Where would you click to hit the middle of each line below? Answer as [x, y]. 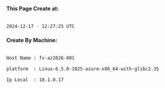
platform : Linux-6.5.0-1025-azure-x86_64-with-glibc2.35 [83, 69]
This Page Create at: [33, 8]
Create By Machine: [32, 40]
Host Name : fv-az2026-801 [40, 58]
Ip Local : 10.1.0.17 [35, 80]
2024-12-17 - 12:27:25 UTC [40, 27]
